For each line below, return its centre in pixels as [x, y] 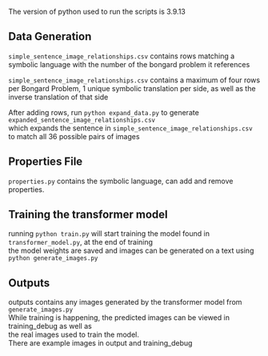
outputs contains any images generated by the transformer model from [125, 302]
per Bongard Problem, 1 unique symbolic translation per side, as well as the [132, 88]
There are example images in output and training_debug [100, 343]
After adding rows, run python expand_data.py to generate [104, 112]
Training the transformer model [88, 215]
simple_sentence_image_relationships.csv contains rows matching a [122, 56]
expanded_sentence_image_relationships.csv [82, 120]
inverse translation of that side [58, 97]
